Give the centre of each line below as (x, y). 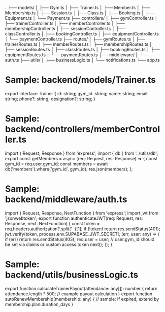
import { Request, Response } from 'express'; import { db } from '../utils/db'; (82, 153)
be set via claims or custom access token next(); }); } (59, 244)
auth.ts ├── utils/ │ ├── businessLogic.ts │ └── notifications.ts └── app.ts (82, 60)
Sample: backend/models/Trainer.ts (81, 80)
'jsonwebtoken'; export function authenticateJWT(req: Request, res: (74, 218)
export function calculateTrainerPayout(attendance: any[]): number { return (81, 288)
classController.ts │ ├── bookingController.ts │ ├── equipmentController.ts (82, 34)
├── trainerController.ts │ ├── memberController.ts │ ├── (65, 23)
